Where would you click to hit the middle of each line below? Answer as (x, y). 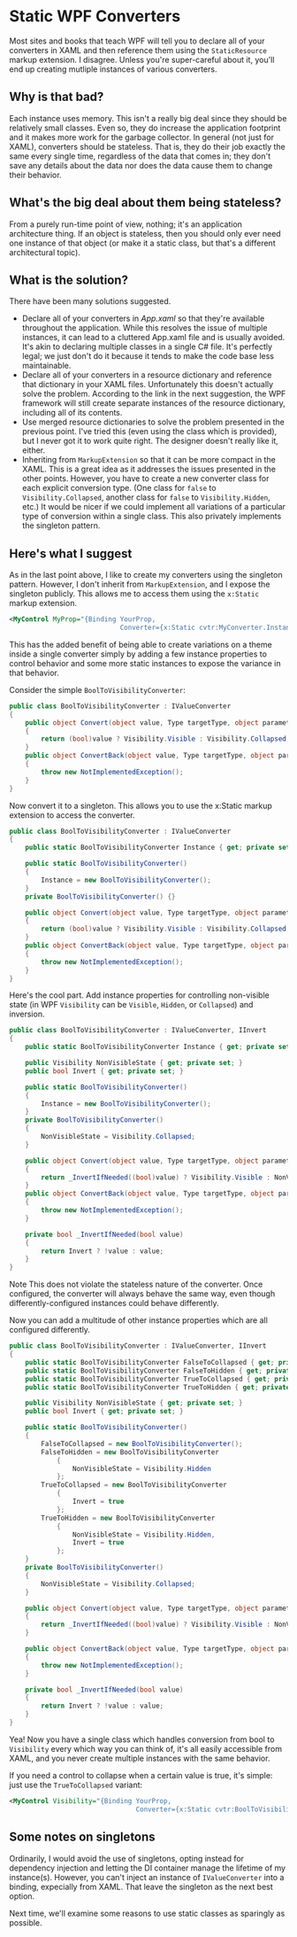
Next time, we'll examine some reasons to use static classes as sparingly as (147, 1913)
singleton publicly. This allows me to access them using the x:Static (134, 594)
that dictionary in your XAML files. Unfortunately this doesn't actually (148, 385)
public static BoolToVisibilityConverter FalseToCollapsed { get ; (150, 1362)
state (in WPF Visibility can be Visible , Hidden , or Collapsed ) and (131, 1005)
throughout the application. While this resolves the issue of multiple (145, 328)
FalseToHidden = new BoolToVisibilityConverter (130, 1452)
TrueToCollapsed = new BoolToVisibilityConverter (134, 1485)
